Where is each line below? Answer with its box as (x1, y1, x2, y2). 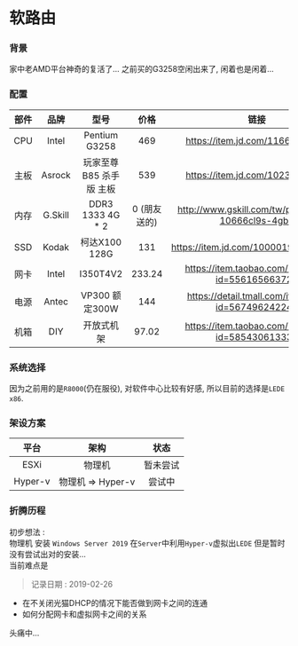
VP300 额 (81, 289, 122, 302)
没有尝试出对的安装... (9, 548, 87, 559)
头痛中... (9, 627, 40, 638)
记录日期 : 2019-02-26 (30, 579, 114, 589)
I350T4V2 (79, 267, 123, 280)
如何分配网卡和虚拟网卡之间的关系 (21, 609, 147, 619)
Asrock (41, 169, 71, 181)
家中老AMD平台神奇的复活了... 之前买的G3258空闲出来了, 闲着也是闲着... (9, 64, 275, 75)
